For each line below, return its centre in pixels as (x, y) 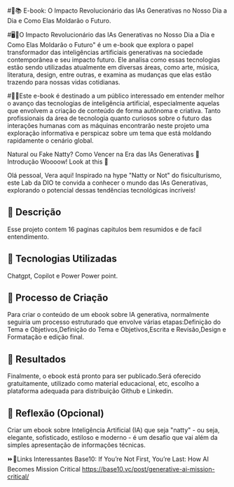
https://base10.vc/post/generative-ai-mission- (148, 469)
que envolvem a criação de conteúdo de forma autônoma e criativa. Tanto (114, 111)
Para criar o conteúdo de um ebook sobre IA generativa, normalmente (108, 315)
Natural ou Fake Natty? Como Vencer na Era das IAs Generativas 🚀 (103, 154)
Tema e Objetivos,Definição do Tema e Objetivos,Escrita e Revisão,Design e (117, 330)
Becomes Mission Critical (44, 469)
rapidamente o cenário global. (50, 141)
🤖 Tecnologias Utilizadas (62, 259)
